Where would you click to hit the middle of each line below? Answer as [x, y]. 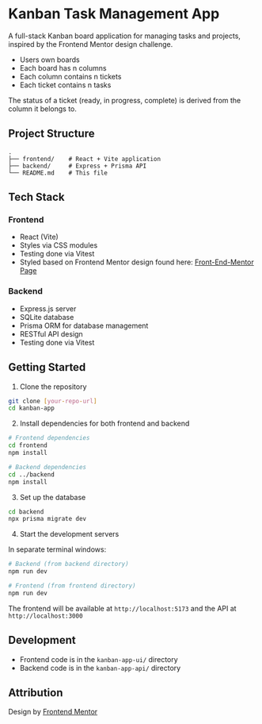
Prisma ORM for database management [84, 325]
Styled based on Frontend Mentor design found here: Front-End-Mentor [137, 262]
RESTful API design [51, 333]
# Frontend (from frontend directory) [72, 586]
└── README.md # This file [58, 173]
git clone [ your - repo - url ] [53, 401]
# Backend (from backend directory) [68, 564]
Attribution [36, 693]
